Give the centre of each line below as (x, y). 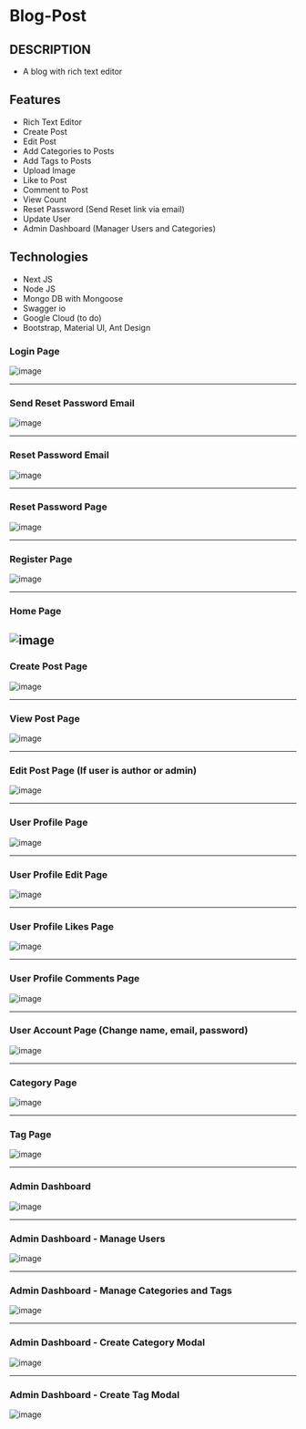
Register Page (41, 559)
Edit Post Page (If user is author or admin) (103, 770)
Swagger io (44, 308)
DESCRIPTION (50, 50)
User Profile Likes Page (62, 926)
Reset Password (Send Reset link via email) (103, 209)
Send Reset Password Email (72, 403)
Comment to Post (55, 190)
